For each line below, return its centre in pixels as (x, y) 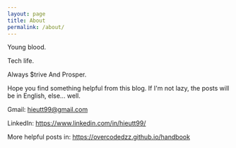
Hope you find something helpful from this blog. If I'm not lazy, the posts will (118, 89)
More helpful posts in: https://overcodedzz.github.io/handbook (99, 137)
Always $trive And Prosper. (47, 74)
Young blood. (27, 47)
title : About (26, 21)
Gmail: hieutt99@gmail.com (48, 110)
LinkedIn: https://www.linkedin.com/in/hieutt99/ (77, 123)
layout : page (26, 14)
